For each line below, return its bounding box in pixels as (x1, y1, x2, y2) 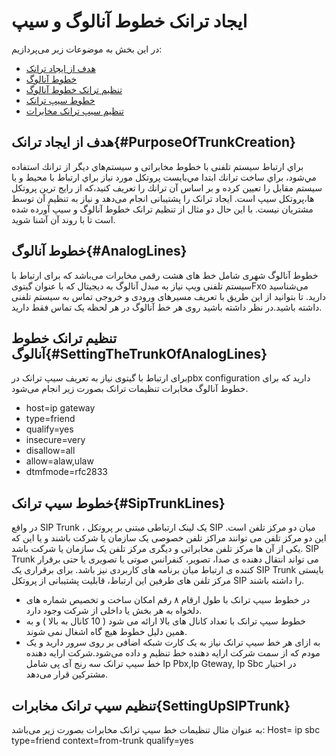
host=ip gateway (25, 402, 96, 414)
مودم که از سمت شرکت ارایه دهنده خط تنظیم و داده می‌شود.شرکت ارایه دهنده (25, 647, 321, 659)
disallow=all (25, 445, 76, 457)
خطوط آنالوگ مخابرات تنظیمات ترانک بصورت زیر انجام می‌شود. (11, 383, 249, 395)
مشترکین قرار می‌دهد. (25, 668, 109, 680)
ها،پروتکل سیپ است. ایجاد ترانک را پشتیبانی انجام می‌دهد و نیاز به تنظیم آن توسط (11, 192, 315, 204)
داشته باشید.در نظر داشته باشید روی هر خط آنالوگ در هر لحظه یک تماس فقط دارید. (11, 301, 323, 313)
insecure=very (25, 434, 86, 446)
